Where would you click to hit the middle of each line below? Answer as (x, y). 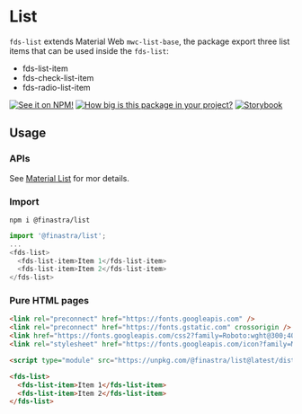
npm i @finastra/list (50, 220)
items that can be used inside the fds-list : (89, 50)
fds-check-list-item (58, 77)
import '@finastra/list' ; (58, 235)
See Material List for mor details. (70, 178)
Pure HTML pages (49, 301)
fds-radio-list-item (57, 87)
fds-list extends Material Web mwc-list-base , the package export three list (150, 41)
